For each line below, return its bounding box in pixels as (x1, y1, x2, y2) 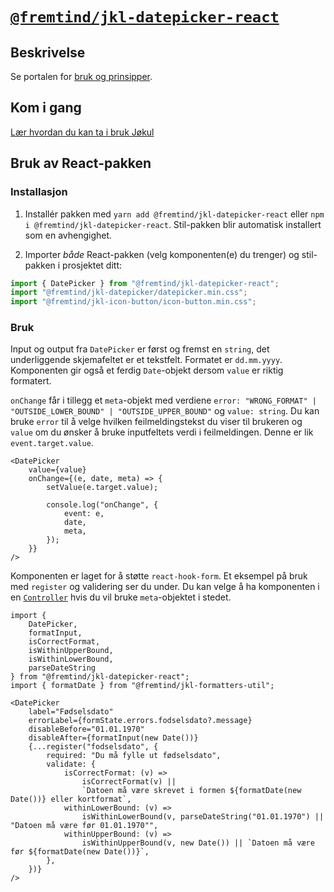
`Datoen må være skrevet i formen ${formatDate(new (81, 786, 302, 796)
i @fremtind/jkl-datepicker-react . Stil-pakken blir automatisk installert (24, 218, 322, 230)
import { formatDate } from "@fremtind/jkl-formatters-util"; (10, 681, 275, 691)
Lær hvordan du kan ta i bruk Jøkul (10, 126, 155, 138)
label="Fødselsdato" (28, 707, 114, 717)
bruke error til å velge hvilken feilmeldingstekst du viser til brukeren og (10, 416, 303, 428)
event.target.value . (10, 437, 94, 449)
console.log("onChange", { (46, 500, 159, 510)
